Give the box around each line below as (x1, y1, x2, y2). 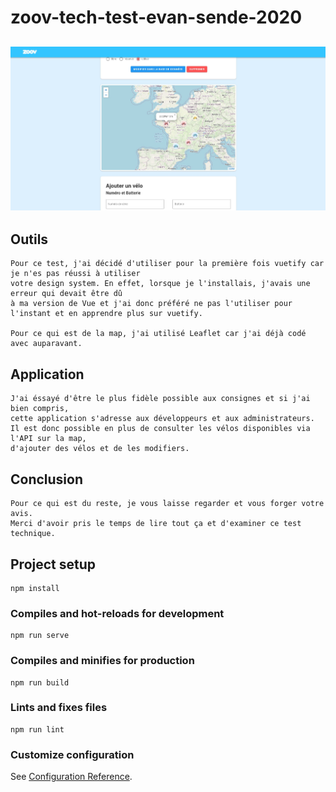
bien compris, (10, 404, 70, 414)
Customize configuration (10, 747, 135, 761)
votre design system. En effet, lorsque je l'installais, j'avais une (10, 279, 311, 289)
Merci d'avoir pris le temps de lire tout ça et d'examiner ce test (10, 519, 302, 529)
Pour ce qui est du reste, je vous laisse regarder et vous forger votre (10, 499, 325, 509)
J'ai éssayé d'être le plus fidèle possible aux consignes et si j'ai (10, 394, 311, 404)
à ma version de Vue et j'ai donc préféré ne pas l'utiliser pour (10, 299, 293, 309)
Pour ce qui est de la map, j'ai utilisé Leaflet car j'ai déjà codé (10, 329, 307, 339)
